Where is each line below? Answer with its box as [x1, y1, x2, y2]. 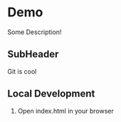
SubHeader [7, 48, 59, 60]
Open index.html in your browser [17, 106, 114, 115]
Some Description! [7, 28, 62, 36]
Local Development [7, 88, 95, 100]
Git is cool [7, 67, 37, 75]
